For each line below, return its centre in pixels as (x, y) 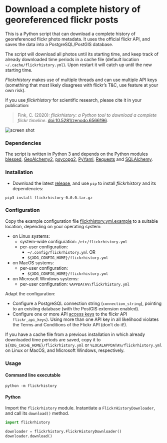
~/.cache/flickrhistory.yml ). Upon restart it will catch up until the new (79, 65)
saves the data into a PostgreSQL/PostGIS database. (59, 44)
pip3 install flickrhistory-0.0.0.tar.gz (49, 198)
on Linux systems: (31, 236)
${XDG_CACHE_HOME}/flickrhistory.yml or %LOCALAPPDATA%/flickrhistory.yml (84, 345)
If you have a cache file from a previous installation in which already (75, 334)
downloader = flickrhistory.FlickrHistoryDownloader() (63, 431)
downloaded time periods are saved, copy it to (53, 339)
